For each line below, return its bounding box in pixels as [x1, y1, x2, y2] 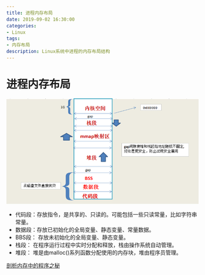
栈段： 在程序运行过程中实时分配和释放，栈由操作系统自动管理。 [15, 241, 178, 248]
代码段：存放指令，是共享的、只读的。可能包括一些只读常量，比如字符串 [15, 210, 197, 218]
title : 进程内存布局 [6, 10, 53, 16]
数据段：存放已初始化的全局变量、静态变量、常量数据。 [15, 226, 154, 233]
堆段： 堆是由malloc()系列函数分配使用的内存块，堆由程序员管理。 [15, 249, 182, 256]
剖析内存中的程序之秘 [6, 262, 60, 269]
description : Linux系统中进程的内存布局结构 [6, 49, 110, 55]
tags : [6, 35, 20, 42]
